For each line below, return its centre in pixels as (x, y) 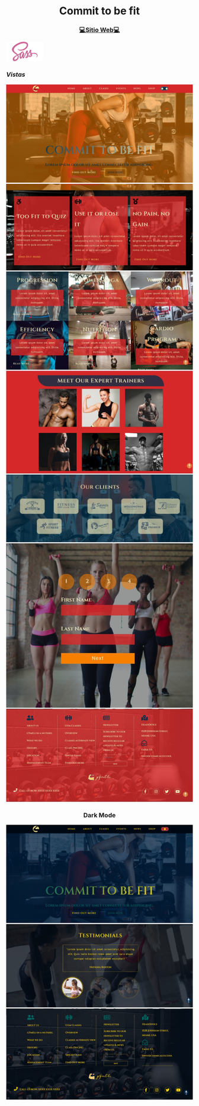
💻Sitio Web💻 (99, 30)
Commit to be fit (99, 11)
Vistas (16, 74)
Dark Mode (99, 815)
